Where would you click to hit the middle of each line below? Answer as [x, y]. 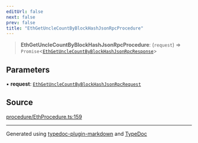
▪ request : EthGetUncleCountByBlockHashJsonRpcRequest [74, 84]
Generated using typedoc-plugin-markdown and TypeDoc [77, 134]
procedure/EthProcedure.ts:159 [44, 116]
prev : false [21, 22]
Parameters [28, 69]
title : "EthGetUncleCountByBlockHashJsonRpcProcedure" [75, 28]
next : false [21, 17]
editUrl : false [25, 12]
